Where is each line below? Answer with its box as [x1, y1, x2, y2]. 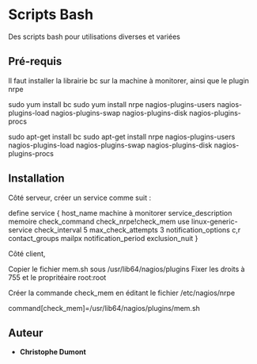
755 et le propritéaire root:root [8, 272, 107, 282]
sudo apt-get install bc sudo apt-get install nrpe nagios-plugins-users [8, 132, 236, 141]
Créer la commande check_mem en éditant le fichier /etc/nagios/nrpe [8, 288, 236, 297]
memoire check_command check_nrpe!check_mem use [8, 216, 190, 226]
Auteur [8, 326, 43, 339]
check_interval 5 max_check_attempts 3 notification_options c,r [34, 224, 241, 235]
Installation [8, 172, 65, 186]
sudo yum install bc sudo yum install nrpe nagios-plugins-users [8, 99, 216, 109]
